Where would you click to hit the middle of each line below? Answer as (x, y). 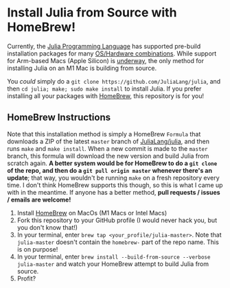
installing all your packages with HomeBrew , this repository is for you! (106, 96)
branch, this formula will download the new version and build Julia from (108, 156)
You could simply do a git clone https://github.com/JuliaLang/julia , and (114, 81)
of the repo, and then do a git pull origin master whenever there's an (110, 170)
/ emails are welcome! (39, 200)
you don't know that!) (47, 227)
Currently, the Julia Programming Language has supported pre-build (104, 46)
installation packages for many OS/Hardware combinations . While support (112, 53)
